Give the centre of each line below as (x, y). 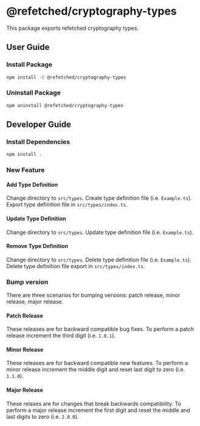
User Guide (28, 47)
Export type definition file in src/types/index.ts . (67, 205)
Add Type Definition (32, 185)
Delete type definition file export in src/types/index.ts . (76, 266)
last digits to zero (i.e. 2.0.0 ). (43, 416)
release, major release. (35, 302)
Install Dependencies (38, 141)
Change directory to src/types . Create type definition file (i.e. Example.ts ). (99, 198)
